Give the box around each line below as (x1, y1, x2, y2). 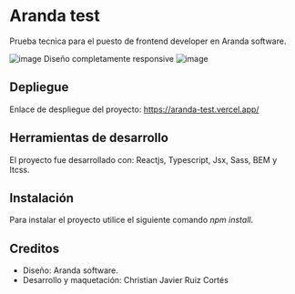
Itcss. (9, 164, 30, 175)
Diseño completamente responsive (44, 53, 175, 64)
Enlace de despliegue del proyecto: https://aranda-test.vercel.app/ (9, 104, 259, 115)
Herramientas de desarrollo (9, 130, 168, 146)
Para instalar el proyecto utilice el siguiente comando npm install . (9, 215, 253, 226)
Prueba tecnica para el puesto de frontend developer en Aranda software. (9, 35, 287, 46)
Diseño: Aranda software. (22, 265, 118, 276)
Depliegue (9, 79, 69, 96)
